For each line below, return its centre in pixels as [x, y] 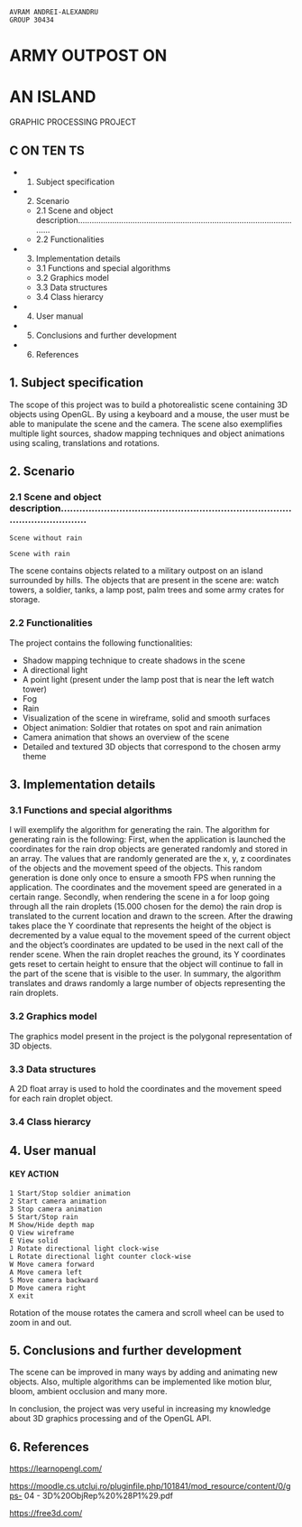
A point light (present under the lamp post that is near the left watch [148, 679]
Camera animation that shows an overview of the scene [126, 737]
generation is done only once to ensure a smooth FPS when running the [143, 878]
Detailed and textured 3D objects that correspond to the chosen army [151, 746]
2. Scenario [42, 472]
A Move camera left [46, 1272]
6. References [50, 1447]
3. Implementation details [82, 785]
